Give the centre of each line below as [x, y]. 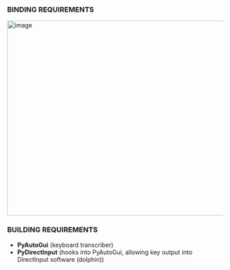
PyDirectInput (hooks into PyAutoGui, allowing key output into [105, 252]
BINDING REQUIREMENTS [51, 10]
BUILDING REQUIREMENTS [52, 230]
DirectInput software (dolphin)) [61, 259]
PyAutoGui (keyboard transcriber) [65, 245]
